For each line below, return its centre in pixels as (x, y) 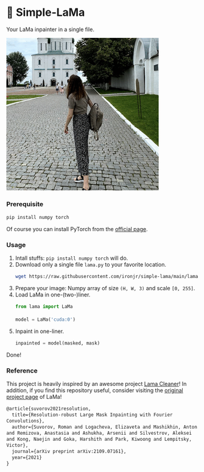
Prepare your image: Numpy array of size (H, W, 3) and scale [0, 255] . (105, 288)
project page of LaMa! (34, 397)
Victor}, (17, 445)
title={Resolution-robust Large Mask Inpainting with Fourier (92, 415)
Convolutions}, (26, 421)
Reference (22, 370)
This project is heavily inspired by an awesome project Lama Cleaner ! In (97, 384)
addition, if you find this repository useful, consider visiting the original (95, 390)
